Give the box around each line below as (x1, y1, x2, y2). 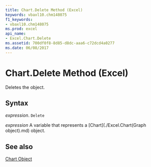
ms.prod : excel (5, 26, 38, 32)
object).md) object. (5, 128, 46, 134)
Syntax (5, 99, 28, 107)
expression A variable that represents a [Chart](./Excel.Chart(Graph (5, 122, 146, 128)
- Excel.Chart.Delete (5, 36, 51, 41)
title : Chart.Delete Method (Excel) (5, 7, 83, 13)
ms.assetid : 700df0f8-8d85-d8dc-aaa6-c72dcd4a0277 (5, 41, 115, 46)
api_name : (5, 31, 26, 36)
